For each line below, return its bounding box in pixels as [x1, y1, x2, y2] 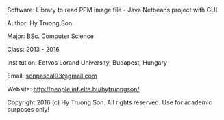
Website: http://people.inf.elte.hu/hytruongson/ [7, 85, 140, 93]
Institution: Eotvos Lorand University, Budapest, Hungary [7, 59, 168, 67]
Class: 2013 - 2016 [7, 46, 60, 53]
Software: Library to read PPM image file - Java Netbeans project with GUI [7, 6, 218, 14]
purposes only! [7, 106, 50, 113]
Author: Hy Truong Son [7, 19, 73, 27]
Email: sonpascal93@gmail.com [7, 72, 97, 80]
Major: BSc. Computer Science [7, 32, 95, 40]
